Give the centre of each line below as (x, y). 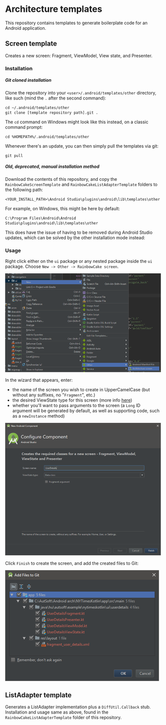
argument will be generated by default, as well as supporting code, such (86, 411)
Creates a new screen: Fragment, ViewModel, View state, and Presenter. (79, 55)
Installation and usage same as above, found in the (57, 712)
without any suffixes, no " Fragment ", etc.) (54, 395)
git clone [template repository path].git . (52, 112)
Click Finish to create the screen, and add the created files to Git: (72, 564)
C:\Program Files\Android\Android (41, 218)
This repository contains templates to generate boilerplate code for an (76, 23)
